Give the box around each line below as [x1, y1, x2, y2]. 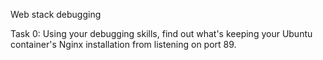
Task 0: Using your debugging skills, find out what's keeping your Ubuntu [10, 28, 313, 39]
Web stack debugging [10, 9, 102, 20]
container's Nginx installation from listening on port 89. [10, 39, 237, 50]
